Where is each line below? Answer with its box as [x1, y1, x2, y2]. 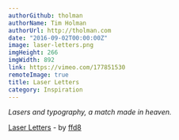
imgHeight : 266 [8, 49, 59, 56]
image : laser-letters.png [8, 41, 93, 49]
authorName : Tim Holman [8, 19, 87, 27]
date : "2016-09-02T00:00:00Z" [8, 33, 109, 42]
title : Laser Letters [8, 78, 80, 86]
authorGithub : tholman [8, 11, 83, 20]
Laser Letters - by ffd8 [8, 122, 82, 132]
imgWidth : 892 [8, 56, 55, 64]
